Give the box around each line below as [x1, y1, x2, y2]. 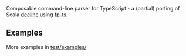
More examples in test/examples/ [6, 43, 87, 50]
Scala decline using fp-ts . [6, 11, 68, 18]
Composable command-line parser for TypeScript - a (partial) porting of [6, 5, 180, 12]
